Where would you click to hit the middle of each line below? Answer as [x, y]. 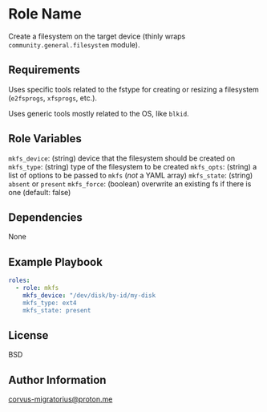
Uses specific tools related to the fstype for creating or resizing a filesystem [133, 89]
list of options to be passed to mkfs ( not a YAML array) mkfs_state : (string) [131, 175]
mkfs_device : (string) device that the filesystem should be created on [121, 158]
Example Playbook [55, 262]
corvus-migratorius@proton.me [61, 399]
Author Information [57, 379]
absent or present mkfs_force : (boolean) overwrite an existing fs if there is [130, 184]
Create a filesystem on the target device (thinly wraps [97, 36]
